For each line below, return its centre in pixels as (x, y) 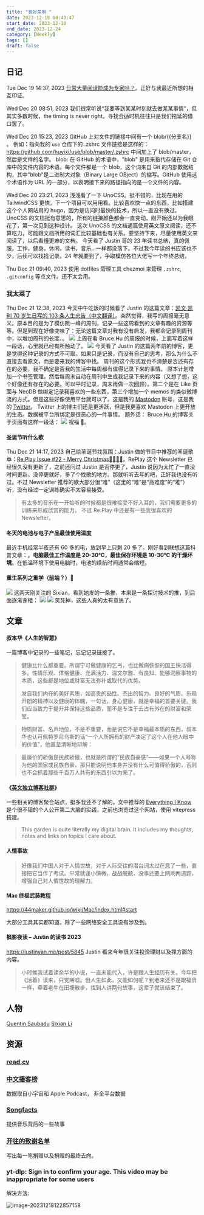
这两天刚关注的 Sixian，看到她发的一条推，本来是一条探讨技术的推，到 (102, 592)
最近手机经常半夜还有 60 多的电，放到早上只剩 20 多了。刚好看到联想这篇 (98, 547)
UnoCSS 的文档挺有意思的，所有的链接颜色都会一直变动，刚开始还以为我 (97, 218)
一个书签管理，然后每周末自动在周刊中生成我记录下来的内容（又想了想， (102, 376)
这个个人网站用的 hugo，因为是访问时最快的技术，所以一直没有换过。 (93, 210)
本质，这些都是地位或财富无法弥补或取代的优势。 (82, 680)
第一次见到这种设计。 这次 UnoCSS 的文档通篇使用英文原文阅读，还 (107, 225)
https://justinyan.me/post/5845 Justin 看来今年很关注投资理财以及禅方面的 (100, 952)
